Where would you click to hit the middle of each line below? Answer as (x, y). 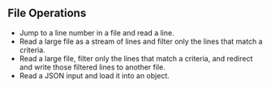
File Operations (47, 13)
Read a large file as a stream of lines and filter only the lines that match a (141, 41)
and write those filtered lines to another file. (92, 67)
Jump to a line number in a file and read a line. (97, 32)
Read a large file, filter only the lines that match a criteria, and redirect (136, 58)
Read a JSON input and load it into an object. (94, 75)
